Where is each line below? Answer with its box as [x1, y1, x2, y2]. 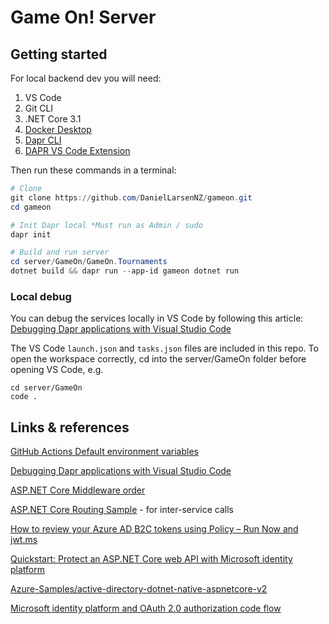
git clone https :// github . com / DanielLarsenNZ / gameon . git [10, 192, 253, 203]
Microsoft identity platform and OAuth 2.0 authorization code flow [10, 602, 282, 615]
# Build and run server [10, 247, 110, 258]
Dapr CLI [24, 134, 62, 146]
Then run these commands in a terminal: [10, 164, 177, 176]
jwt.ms [10, 534, 38, 546]
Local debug [10, 289, 72, 303]
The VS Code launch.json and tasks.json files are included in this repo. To [10, 342, 319, 355]
